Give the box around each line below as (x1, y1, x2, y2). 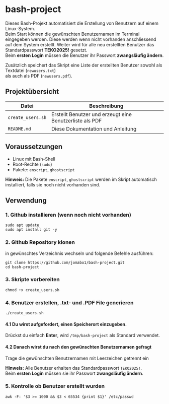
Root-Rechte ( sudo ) (12, 161, 52, 167)
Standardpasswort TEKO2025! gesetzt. (5, 47, 88, 53)
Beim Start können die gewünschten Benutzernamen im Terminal (5, 31, 140, 37)
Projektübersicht (5, 87, 59, 96)
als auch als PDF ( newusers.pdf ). (5, 73, 72, 79)
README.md (8, 126, 31, 131)
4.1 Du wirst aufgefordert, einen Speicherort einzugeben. (5, 321, 127, 327)
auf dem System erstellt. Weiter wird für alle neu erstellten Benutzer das (5, 41, 154, 47)
